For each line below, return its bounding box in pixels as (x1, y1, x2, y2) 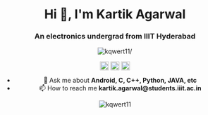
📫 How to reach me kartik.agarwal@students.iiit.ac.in (38, 83, 202, 92)
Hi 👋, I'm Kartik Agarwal (44, 6, 186, 22)
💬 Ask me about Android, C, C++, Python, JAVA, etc (43, 76, 197, 84)
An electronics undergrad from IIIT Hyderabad (34, 32, 196, 41)
